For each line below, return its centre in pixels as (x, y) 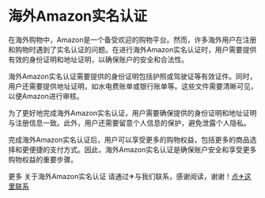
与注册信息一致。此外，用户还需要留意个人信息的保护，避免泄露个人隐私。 (129, 123)
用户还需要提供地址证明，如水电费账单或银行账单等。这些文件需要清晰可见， (133, 86)
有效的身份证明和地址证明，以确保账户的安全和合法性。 (98, 59)
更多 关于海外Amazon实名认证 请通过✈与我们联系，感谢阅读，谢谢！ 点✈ (127, 176)
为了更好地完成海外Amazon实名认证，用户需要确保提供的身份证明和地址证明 (132, 112)
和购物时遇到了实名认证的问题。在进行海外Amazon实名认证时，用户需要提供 (132, 49)
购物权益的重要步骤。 (43, 159)
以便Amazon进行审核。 (46, 96)
